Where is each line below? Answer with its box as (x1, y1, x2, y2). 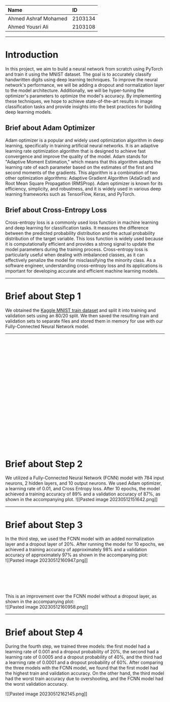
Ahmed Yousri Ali (8, 23, 49, 30)
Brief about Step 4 (5, 626, 83, 638)
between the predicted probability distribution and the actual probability (5, 230, 155, 236)
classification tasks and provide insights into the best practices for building (5, 104, 161, 110)
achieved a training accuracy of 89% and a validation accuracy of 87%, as (5, 491, 161, 497)
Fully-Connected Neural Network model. (5, 323, 90, 329)
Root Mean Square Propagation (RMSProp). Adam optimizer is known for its (5, 180, 163, 186)
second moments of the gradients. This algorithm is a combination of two (5, 170, 158, 176)
